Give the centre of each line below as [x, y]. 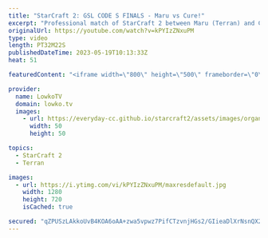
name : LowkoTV [39, 97]
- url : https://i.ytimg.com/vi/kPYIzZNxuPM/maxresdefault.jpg [121, 184]
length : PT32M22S [37, 46]
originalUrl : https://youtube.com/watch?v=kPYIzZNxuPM [101, 30]
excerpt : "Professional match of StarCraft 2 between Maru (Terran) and [132, 23]
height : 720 [42, 200]
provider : [25, 89]
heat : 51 [23, 61]
